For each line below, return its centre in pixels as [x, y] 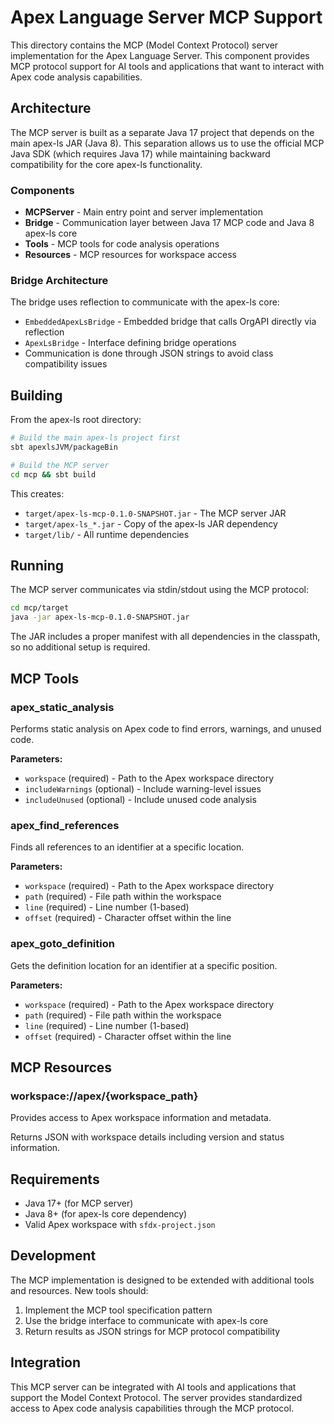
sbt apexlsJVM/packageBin [64, 447]
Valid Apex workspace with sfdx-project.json [120, 1224]
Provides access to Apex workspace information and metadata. [141, 1118]
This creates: [37, 493]
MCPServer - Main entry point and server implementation [144, 212]
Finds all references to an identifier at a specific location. [127, 847]
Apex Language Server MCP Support [166, 17]
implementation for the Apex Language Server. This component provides [160, 55]
